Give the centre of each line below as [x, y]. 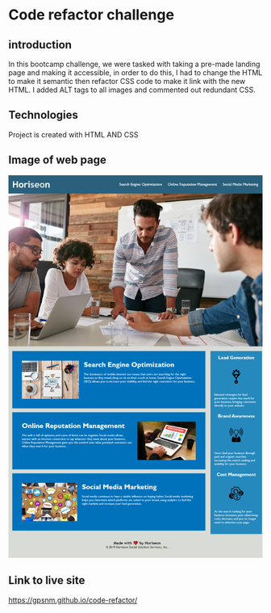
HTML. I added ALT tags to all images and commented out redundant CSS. [132, 90]
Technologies [44, 115]
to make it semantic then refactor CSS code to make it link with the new [127, 81]
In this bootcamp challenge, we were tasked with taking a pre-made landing [134, 64]
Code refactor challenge [92, 15]
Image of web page [57, 160]
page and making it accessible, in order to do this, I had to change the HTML [135, 73]
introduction [40, 45]
